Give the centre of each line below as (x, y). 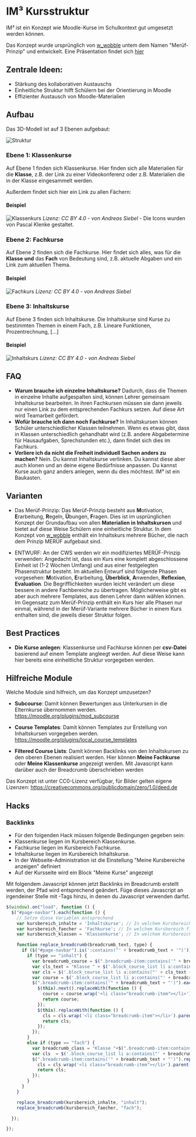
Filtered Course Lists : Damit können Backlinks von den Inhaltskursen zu (101, 751)
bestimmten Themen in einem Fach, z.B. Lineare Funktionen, (79, 325)
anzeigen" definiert (38, 866)
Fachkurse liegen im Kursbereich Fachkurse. (68, 847)
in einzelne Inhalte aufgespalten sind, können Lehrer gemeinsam (92, 396)
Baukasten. (28, 477)
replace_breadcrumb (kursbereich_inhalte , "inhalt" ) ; (82, 1102)
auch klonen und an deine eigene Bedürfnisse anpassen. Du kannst (96, 465)
